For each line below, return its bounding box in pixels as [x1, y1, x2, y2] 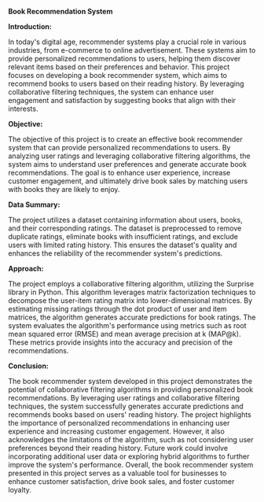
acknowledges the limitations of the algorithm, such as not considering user [8, 435, 254, 444]
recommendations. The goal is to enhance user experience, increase [8, 168, 231, 177]
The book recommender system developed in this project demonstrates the [8, 377, 253, 386]
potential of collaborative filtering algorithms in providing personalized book [8, 385, 254, 394]
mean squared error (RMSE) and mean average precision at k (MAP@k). [8, 330, 241, 338]
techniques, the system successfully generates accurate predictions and [8, 401, 244, 411]
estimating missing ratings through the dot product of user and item [8, 305, 227, 313]
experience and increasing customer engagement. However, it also [8, 426, 225, 436]
